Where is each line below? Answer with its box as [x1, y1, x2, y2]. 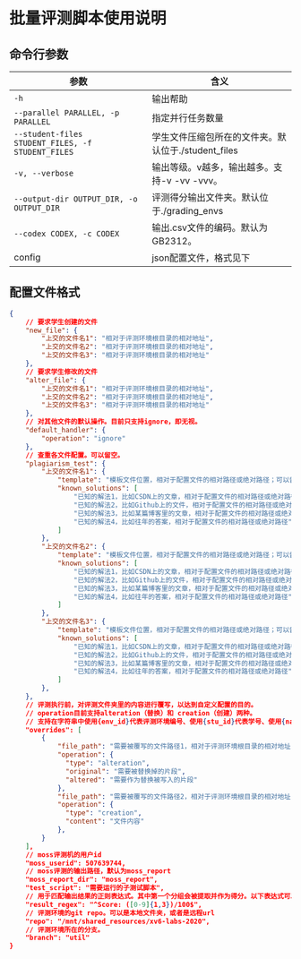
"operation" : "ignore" [41, 433, 126, 443]
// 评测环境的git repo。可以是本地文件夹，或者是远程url [25, 908, 215, 918]
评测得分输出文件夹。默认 [151, 192, 260, 203]
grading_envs [166, 205, 224, 217]
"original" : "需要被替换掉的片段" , [65, 766, 186, 775]
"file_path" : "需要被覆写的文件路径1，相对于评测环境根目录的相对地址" [56, 742, 296, 751]
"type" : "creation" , [65, 809, 142, 818]
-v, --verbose [13, 168, 74, 178]
